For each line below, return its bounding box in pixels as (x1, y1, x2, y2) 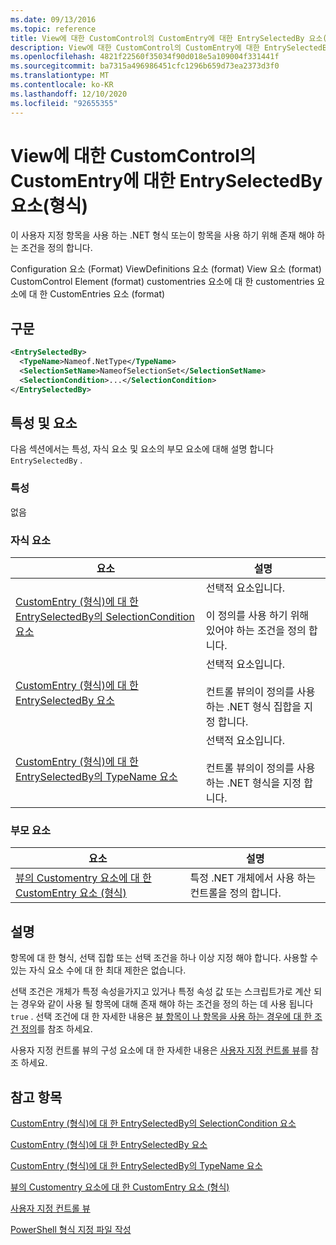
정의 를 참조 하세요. (20, 1023, 93, 1035)
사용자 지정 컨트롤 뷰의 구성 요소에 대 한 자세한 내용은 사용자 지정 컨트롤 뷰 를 (10, 1044, 309, 1056)
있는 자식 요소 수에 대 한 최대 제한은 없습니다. (10, 964, 187, 976)
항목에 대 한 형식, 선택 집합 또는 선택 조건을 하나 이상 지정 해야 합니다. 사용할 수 (10, 952, 319, 964)
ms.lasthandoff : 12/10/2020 (10, 89, 128, 99)
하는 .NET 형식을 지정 (205, 776, 302, 790)
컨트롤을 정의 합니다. (189, 886, 282, 900)
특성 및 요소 (10, 415, 78, 432)
